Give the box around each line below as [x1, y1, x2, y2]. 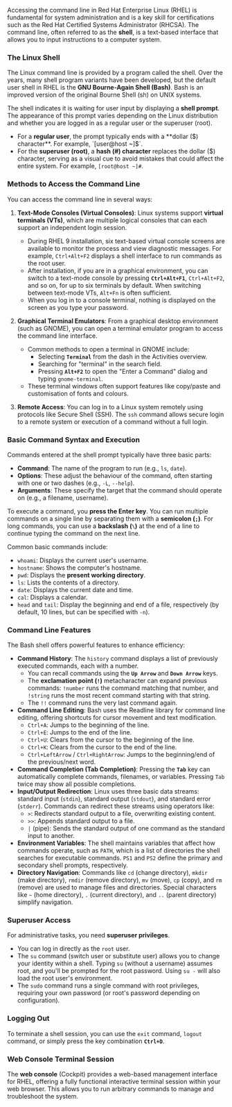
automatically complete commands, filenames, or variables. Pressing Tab [17, 773, 225, 781]
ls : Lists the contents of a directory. [17, 578, 120, 587]
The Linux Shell [7, 52, 60, 62]
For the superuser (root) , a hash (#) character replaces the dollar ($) [17, 147, 216, 156]
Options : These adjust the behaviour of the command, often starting [17, 471, 213, 479]
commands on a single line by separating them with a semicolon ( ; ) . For [7, 514, 213, 523]
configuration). [17, 997, 60, 1005]
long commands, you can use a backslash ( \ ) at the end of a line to [7, 521, 199, 530]
